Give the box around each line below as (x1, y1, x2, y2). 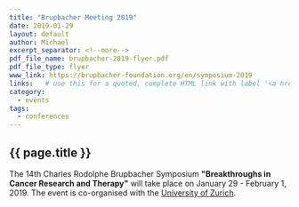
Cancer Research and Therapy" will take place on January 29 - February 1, (9, 178, 287, 188)
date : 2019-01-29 (9, 21, 74, 30)
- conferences (17, 112, 69, 121)
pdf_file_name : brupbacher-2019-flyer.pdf (9, 54, 169, 63)
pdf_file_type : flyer (9, 63, 90, 72)
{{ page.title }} (9, 145, 92, 160)
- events (17, 95, 50, 105)
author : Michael (9, 37, 69, 47)
